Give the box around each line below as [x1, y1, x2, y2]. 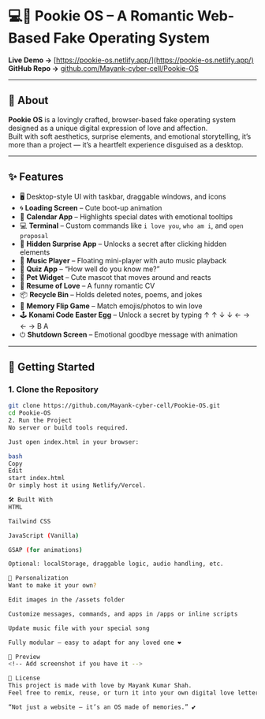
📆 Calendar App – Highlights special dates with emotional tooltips [19, 211, 233, 222]
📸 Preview [8, 653, 41, 661]
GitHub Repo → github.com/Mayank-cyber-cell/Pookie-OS [8, 63, 199, 73]
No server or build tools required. [8, 423, 129, 431]
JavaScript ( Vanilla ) [8, 531, 80, 539]
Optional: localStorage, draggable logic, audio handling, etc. [8, 560, 224, 568]
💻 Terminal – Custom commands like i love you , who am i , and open [19, 221, 244, 230]
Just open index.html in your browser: [8, 438, 140, 446]
